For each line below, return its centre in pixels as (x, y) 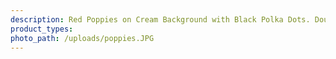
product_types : (42, 29)
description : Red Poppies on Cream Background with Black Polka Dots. (160, 19)
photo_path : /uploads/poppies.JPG (82, 38)
